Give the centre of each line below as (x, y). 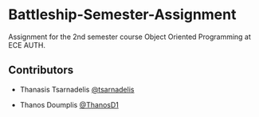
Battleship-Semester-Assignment (122, 15)
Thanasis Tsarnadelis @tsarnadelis (77, 89)
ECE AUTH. (27, 45)
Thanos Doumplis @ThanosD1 (69, 104)
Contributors (41, 70)
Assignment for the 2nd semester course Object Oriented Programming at (129, 37)
